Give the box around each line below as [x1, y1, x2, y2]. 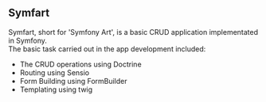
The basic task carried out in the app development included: [8, 43, 206, 54]
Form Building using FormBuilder [19, 76, 127, 85]
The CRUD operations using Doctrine [19, 59, 142, 69]
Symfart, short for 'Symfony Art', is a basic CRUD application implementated [8, 27, 259, 36]
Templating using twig [19, 85, 93, 94]
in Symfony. [8, 36, 48, 45]
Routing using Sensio [19, 67, 90, 77]
